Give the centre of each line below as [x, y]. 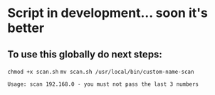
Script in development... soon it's [107, 13]
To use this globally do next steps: [85, 54]
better [26, 28]
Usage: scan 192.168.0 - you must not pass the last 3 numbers [103, 84]
